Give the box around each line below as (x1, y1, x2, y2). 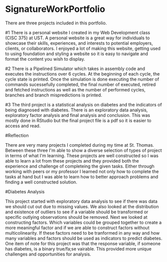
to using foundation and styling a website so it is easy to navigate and (5, 51, 149, 57)
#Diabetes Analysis (5, 188, 45, 194)
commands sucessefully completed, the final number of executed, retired (5, 81, 156, 87)
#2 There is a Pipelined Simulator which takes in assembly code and (5, 66, 146, 72)
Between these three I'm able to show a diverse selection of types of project (5, 147, 162, 153)
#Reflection (5, 132, 29, 138)
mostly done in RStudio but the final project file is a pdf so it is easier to (5, 117, 152, 123)
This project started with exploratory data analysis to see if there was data (5, 198, 158, 204)
